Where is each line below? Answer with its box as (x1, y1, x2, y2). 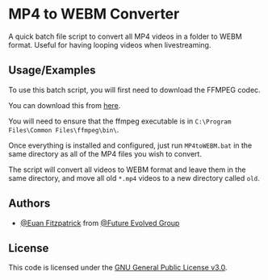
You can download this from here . (8, 100, 121, 110)
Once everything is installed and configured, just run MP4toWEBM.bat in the (8, 140, 253, 150)
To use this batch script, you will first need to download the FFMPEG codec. (8, 85, 261, 94)
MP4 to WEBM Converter (8, 5, 180, 23)
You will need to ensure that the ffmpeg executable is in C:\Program (8, 116, 232, 126)
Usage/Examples (8, 64, 96, 77)
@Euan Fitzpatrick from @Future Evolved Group (19, 218, 180, 228)
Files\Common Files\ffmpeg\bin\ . (8, 124, 119, 134)
